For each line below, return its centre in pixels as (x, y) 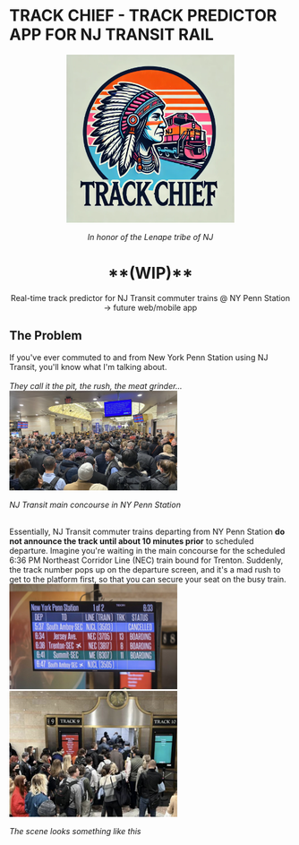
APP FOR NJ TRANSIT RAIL (112, 34)
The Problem (46, 336)
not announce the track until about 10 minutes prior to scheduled (132, 541)
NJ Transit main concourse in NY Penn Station (95, 504)
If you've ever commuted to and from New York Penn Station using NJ (139, 357)
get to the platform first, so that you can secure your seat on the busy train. (148, 579)
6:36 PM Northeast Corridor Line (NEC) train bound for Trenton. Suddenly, (146, 560)
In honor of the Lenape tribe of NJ (150, 237)
